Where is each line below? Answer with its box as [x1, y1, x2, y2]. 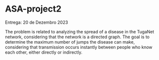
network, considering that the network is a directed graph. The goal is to [5, 34, 150, 40]
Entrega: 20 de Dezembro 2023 [5, 19, 68, 25]
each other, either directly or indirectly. [5, 49, 82, 55]
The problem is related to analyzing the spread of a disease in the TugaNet [5, 29, 154, 34]
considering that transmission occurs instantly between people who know [5, 44, 153, 50]
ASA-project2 [5, 3, 62, 15]
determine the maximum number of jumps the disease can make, [5, 39, 135, 45]
